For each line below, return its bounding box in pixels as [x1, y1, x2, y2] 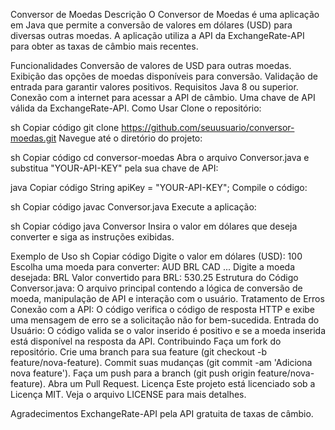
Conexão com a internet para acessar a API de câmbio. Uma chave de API [10, 92, 316, 103]
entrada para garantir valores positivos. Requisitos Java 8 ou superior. [10, 81, 299, 93]
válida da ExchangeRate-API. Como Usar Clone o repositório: [10, 102, 262, 114]
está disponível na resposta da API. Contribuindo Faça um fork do [10, 335, 282, 347]
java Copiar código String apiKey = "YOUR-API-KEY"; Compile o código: [10, 182, 308, 193]
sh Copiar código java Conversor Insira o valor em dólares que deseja [10, 220, 298, 232]
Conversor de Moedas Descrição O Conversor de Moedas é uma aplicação [10, 9, 320, 20]
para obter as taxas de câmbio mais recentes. [10, 40, 199, 52]
